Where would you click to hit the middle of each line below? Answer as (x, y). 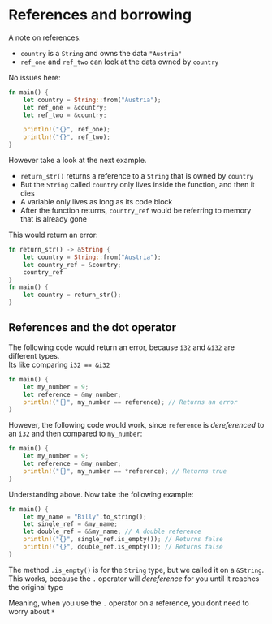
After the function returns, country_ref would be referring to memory (136, 211)
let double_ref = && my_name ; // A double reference (112, 532)
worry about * (32, 611)
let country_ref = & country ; (72, 265)
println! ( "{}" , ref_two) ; (67, 137)
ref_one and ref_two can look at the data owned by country (119, 62)
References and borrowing (100, 15)
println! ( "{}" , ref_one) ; (67, 130)
